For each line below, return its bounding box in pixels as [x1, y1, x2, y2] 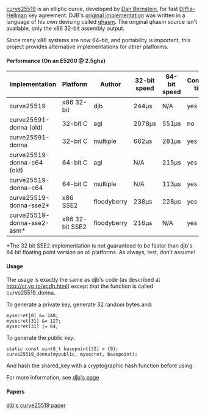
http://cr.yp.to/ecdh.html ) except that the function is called [6, 282, 154, 290]
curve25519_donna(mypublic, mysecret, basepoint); [6, 351, 138, 358]
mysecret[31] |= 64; [6, 323, 59, 329]
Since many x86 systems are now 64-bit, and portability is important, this [6, 37, 191, 43]
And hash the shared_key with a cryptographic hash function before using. [6, 362, 194, 369]
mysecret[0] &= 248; [6, 313, 59, 319]
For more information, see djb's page [6, 374, 99, 381]
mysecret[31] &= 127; [6, 318, 62, 325]
